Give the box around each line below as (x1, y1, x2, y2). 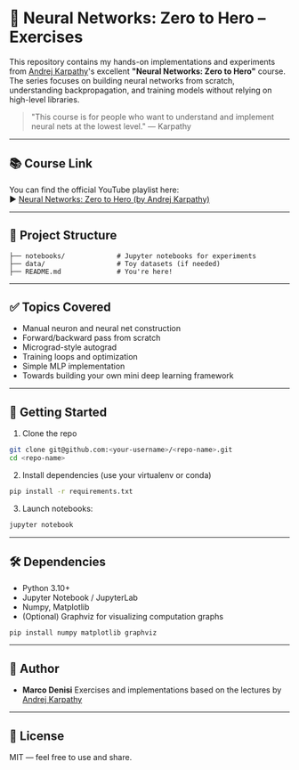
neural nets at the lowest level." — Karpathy (30, 120, 191, 132)
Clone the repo (21, 428, 77, 439)
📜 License (9, 728, 65, 743)
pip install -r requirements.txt (9, 487, 133, 496)
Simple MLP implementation (21, 361, 125, 372)
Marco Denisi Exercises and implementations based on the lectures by (21, 685, 282, 695)
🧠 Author (9, 661, 60, 676)
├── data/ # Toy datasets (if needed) (9, 259, 221, 268)
